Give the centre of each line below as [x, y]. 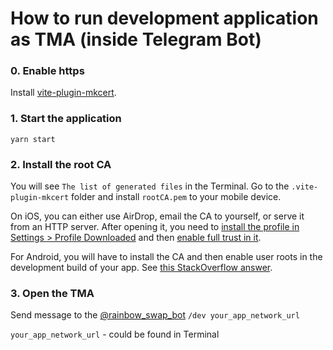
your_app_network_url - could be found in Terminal [115, 334]
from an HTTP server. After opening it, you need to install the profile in [155, 227]
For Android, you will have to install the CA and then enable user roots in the [166, 257]
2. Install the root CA [61, 164]
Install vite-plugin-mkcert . [63, 93]
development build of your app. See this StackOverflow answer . [141, 268]
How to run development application [164, 18]
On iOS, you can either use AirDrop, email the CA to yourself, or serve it [157, 216]
